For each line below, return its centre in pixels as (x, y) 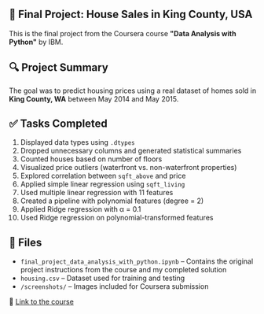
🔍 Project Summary (59, 68)
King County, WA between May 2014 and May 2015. (94, 98)
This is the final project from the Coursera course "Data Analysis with (123, 33)
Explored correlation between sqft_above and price (103, 176)
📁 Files (26, 242)
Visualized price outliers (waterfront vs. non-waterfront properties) (128, 168)
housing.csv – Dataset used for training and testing (103, 278)
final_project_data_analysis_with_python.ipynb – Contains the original (137, 261)
